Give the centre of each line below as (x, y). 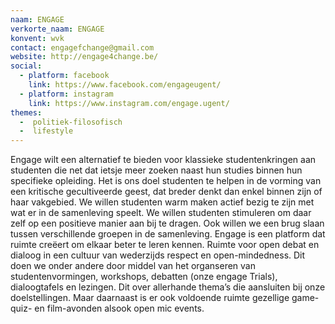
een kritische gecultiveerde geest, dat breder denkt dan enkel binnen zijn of (166, 192)
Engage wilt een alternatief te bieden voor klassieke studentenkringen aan (163, 160)
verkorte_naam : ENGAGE (57, 29)
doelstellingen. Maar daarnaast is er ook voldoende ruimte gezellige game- (165, 298)
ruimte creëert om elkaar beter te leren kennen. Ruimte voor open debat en (165, 245)
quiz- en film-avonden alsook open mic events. (107, 308)
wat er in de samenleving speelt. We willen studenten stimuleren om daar (161, 213)
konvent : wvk (37, 38)
